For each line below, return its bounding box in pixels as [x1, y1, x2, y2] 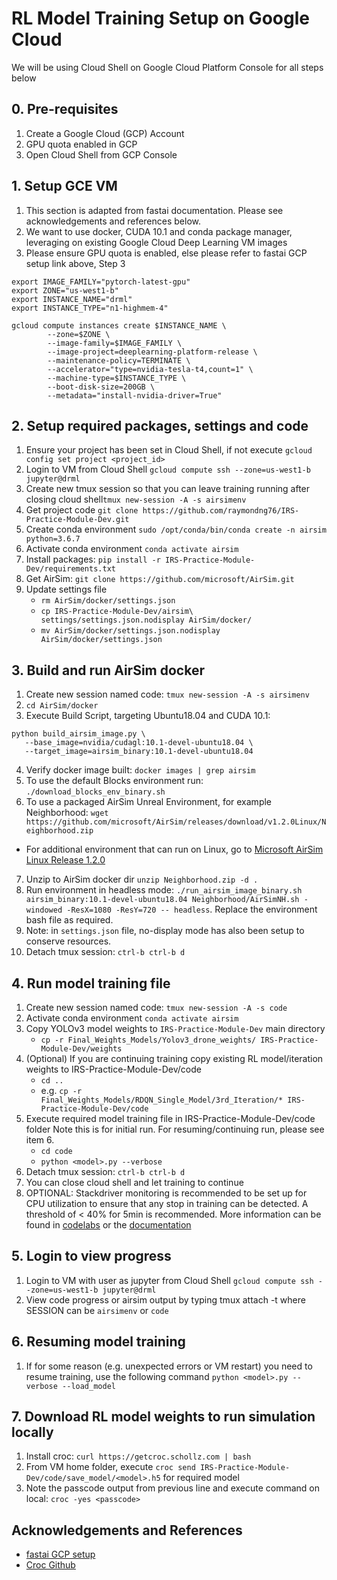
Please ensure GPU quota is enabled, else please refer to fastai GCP [25, 247, 308, 259]
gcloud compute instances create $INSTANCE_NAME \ [11, 320, 227, 331]
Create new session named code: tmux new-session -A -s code [25, 1002, 288, 1013]
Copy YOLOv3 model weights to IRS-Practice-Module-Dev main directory [25, 1023, 326, 1034]
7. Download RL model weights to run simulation [11, 1408, 316, 1426]
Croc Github [25, 1559, 76, 1571]
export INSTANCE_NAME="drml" [11, 294, 133, 304]
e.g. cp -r [40, 1085, 83, 1096]
